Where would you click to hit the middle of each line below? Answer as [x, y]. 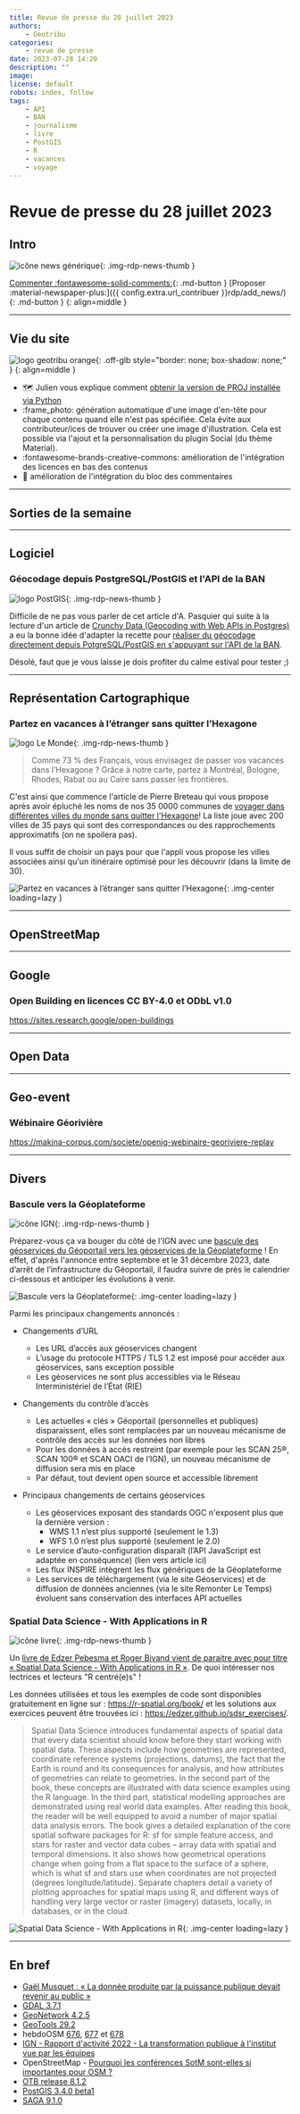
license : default [42, 84]
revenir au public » [56, 1996]
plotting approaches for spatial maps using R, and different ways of [155, 1892]
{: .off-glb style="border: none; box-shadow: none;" [191, 360]
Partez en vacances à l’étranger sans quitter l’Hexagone [133, 723]
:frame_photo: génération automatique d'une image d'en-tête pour [145, 410]
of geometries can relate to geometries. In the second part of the [150, 1778]
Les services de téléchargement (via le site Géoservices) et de [150, 1579]
